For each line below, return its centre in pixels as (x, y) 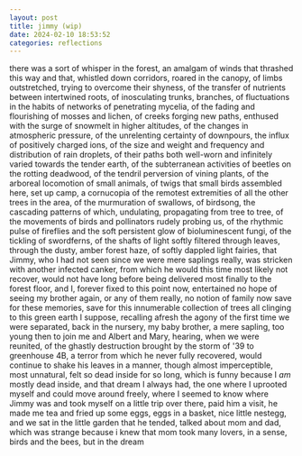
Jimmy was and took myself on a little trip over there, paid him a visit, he (143, 404)
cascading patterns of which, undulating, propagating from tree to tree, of (146, 212)
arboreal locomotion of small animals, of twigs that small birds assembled (146, 183)
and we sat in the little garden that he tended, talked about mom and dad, (146, 423)
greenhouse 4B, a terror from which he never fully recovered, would (136, 356)
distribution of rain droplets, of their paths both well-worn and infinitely (141, 155)
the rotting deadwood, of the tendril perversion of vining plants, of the (139, 174)
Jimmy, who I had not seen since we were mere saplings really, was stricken (151, 260)
